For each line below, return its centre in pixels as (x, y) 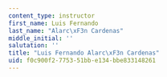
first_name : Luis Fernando (53, 23)
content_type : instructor (51, 16)
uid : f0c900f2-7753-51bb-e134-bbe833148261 (82, 61)
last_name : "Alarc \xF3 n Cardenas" (66, 30)
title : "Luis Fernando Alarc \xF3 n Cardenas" (84, 53)
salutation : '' (34, 46)
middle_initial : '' (41, 38)
